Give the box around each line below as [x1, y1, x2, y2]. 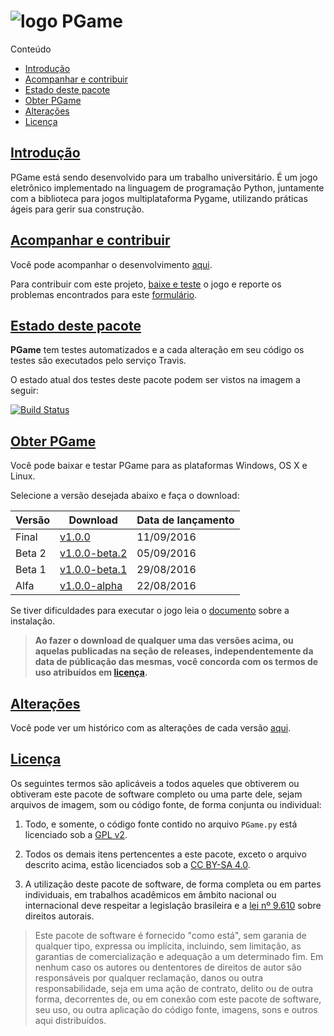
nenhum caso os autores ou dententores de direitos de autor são [34, 961, 302, 973]
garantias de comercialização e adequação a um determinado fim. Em [34, 950, 324, 962]
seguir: [10, 385, 40, 397]
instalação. [10, 615, 56, 627]
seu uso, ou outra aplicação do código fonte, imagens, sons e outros [34, 1003, 318, 1015]
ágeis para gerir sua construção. [10, 203, 145, 215]
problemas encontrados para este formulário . [10, 288, 198, 300]
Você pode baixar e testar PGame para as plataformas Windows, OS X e [10, 460, 308, 472]
